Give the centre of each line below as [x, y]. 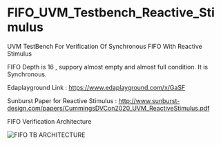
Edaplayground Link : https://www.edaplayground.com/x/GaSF [96, 87]
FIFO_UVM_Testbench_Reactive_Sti [111, 13]
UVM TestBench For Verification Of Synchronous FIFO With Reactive [105, 46]
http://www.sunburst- [149, 100]
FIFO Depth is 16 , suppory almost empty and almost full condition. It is [108, 67]
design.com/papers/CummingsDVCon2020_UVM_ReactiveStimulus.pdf [108, 108]
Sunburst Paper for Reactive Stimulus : [62, 100]
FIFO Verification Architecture [49, 121]
